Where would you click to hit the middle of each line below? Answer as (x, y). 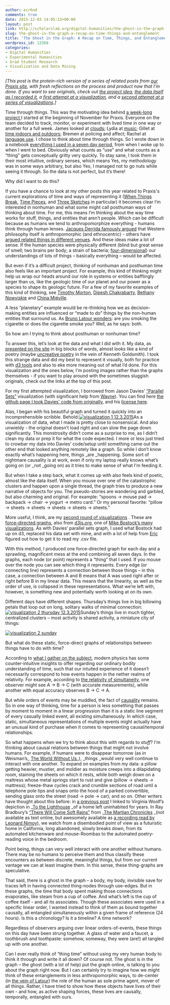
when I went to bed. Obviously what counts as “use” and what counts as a (82, 150)
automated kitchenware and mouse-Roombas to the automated (71, 834)
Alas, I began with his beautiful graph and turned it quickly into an (74, 412)
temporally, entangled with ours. (39, 997)
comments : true (21, 15)
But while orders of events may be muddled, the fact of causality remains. (82, 700)
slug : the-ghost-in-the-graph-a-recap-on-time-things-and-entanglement (82, 33)
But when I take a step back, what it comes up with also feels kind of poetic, (84, 475)
